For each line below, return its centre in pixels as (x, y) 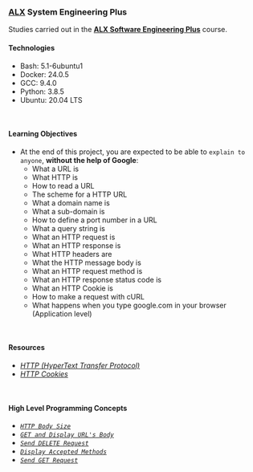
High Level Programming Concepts (68, 408)
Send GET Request (49, 461)
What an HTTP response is (76, 245)
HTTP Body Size (45, 427)
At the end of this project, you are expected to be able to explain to (133, 152)
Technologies (32, 47)
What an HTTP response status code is (97, 279)
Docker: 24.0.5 (45, 74)
